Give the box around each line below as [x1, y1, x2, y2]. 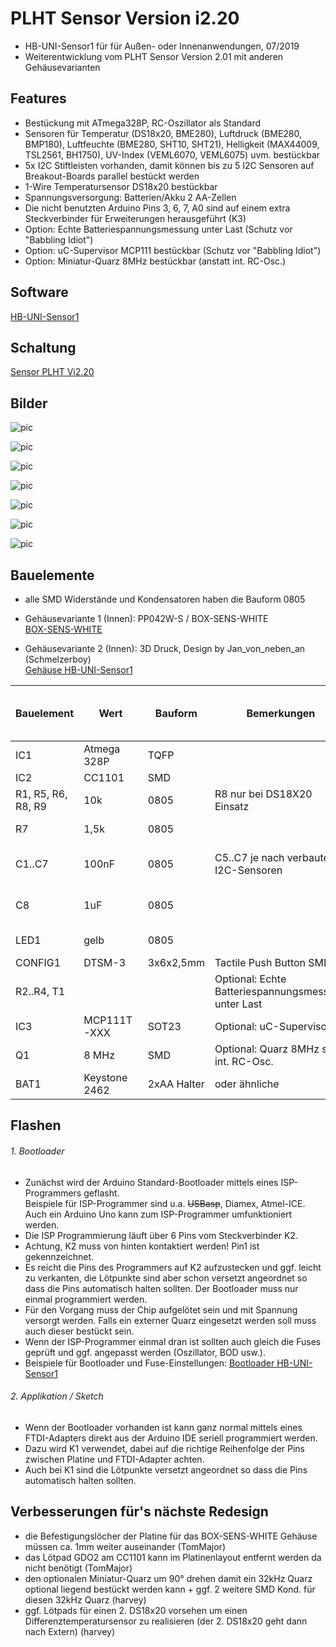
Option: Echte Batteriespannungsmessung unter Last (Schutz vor [24, 223, 293, 235]
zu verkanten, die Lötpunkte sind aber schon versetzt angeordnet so [24, 1272, 308, 1284]
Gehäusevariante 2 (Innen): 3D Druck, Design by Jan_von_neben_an [24, 643, 306, 654]
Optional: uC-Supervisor [214, 1020, 332, 1033]
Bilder [10, 395, 48, 412]
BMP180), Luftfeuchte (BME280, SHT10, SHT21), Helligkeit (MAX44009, [24, 138, 320, 150]
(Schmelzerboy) [24, 653, 92, 665]
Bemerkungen [246, 707, 316, 720]
